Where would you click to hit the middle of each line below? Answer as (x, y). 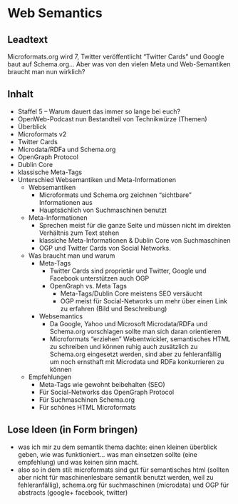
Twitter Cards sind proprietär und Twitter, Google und (128, 271)
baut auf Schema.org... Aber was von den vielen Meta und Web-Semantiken (119, 64)
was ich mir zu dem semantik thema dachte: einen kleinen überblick (117, 447)
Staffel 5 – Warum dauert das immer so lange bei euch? (99, 111)
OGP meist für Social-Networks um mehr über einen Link (144, 301)
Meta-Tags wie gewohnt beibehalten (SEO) (102, 384)
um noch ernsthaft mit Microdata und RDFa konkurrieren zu (137, 361)
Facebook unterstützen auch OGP (99, 278)
